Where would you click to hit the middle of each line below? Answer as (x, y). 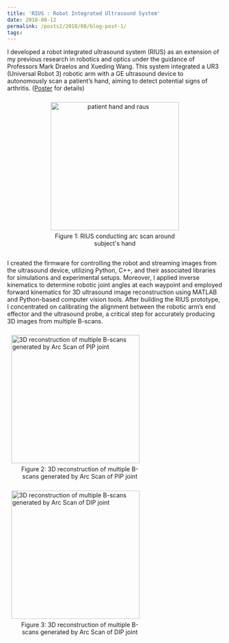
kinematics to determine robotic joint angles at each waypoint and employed (114, 285)
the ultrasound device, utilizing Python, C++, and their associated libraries (111, 270)
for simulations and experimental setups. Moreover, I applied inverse (104, 278)
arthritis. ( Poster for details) (46, 88)
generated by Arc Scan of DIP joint (89, 632)
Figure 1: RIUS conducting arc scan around (115, 236)
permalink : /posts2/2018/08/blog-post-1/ (67, 26)
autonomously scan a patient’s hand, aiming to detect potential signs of (107, 81)
